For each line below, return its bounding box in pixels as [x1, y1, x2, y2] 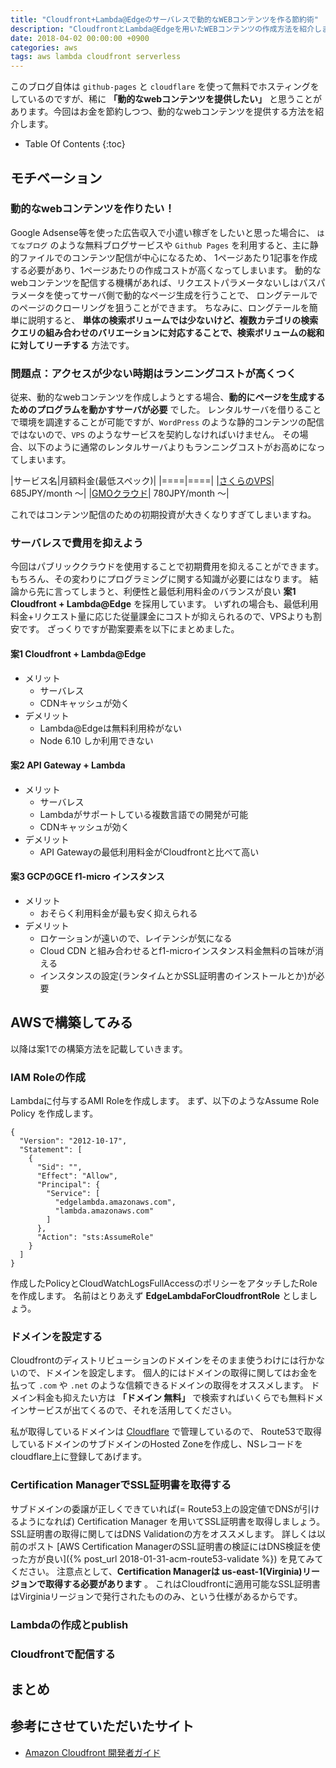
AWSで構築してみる [10, 1014, 133, 1031]
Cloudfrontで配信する [10, 1647, 116, 1661]
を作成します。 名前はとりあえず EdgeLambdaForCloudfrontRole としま [10, 1290, 310, 1302]
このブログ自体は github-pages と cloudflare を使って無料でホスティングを [10, 81, 320, 93]
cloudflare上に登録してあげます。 [10, 1451, 148, 1463]
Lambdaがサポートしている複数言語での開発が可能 [39, 808, 249, 820]
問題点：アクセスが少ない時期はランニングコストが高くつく [10, 366, 297, 380]
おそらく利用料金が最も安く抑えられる [39, 907, 198, 920]
